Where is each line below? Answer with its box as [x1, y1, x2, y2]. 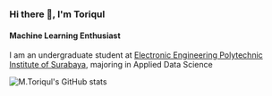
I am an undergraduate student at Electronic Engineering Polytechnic [9, 50, 264, 60]
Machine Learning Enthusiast [9, 30, 121, 41]
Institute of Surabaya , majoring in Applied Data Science [9, 60, 213, 70]
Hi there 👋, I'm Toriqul [9, 8, 106, 20]
